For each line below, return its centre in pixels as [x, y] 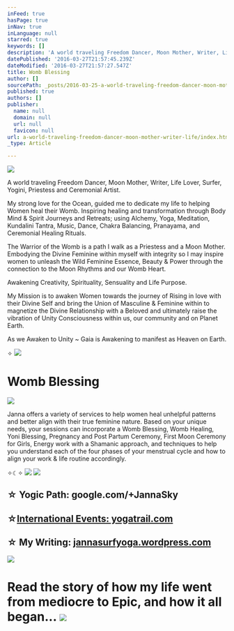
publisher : [23, 105]
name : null [29, 111]
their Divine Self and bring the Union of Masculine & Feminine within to [109, 304]
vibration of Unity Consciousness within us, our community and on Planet [112, 318]
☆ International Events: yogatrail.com [90, 518]
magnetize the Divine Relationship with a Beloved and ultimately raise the [112, 311]
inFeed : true [26, 14]
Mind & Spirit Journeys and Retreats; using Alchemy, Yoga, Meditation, [109, 218]
